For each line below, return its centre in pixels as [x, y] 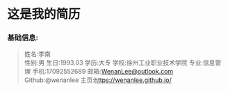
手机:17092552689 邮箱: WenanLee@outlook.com [103, 72]
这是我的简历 [44, 14]
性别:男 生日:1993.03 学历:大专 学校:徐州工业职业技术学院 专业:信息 [120, 63]
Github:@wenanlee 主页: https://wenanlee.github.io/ [98, 80]
